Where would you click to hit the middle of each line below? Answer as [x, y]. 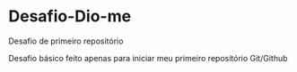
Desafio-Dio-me [70, 16]
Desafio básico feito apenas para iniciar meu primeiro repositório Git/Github [148, 58]
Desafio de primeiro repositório [66, 41]
